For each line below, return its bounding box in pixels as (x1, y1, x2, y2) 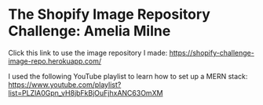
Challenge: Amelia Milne (8, 22, 171, 40)
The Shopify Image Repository (8, 5, 210, 24)
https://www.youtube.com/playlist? (8, 80, 122, 89)
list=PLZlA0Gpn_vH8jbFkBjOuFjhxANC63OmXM (8, 88, 163, 97)
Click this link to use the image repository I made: (8, 48, 168, 57)
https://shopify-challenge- (169, 48, 255, 57)
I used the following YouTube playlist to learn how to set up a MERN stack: (8, 71, 248, 81)
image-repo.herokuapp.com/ (8, 56, 102, 66)
